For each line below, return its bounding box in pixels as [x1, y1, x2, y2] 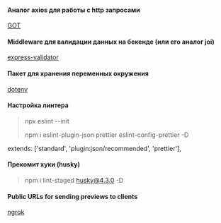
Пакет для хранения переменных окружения [7, 69, 149, 78]
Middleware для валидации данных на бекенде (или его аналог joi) [7, 37, 215, 46]
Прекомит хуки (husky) [7, 160, 80, 169]
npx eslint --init [24, 116, 69, 125]
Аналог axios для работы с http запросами [7, 6, 140, 14]
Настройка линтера [7, 101, 69, 109]
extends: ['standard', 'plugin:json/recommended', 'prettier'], [7, 144, 182, 152]
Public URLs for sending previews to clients [7, 192, 138, 200]
